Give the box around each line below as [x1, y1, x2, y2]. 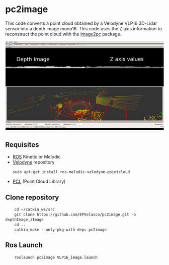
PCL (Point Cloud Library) [12, 178, 66, 185]
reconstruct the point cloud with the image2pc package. [5, 31, 122, 37]
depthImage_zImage [5, 217, 44, 223]
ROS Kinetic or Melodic [12, 154, 61, 160]
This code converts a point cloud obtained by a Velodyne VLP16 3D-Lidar [5, 20, 157, 26]
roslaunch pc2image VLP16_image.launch [14, 255, 98, 260]
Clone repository [5, 193, 59, 201]
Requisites [5, 140, 39, 149]
